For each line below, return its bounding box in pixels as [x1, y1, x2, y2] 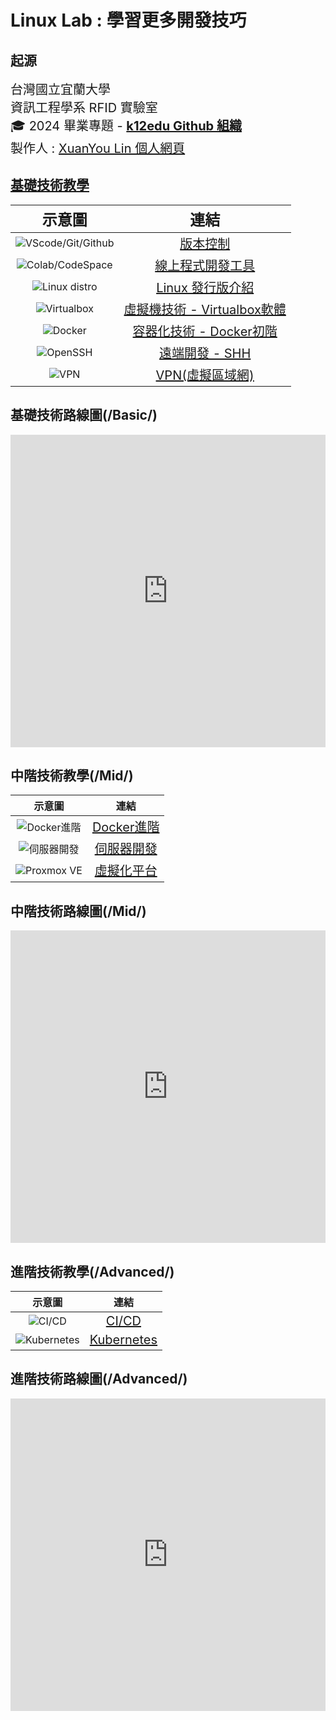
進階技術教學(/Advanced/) [10, 1263, 175, 1280]
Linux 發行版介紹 [156, 279, 255, 296]
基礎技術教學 [10, 177, 90, 194]
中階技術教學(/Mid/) [10, 767, 134, 785]
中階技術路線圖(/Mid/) [10, 902, 147, 920]
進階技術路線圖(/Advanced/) [10, 1371, 188, 1388]
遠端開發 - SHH [159, 345, 252, 361]
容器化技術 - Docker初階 [132, 323, 278, 340]
